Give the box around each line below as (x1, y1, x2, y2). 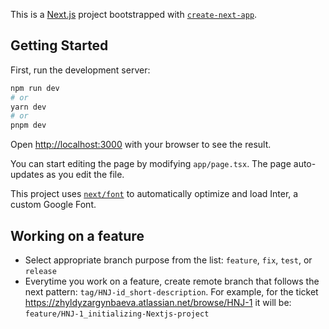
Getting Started (10, 37, 109, 54)
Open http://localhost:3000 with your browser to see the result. (10, 139, 272, 151)
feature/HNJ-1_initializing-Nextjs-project (24, 309, 210, 319)
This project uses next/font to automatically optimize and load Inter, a (10, 188, 299, 200)
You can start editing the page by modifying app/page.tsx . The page (10, 158, 292, 170)
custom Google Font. (10, 199, 97, 211)
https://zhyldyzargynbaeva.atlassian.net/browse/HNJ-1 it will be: (24, 297, 292, 308)
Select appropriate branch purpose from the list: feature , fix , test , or (24, 254, 313, 266)
